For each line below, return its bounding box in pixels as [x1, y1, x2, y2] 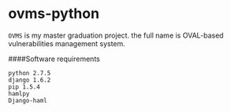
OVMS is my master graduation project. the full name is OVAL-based [8, 31, 224, 40]
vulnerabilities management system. [8, 38, 126, 48]
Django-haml [8, 96, 47, 104]
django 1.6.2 [8, 76, 51, 84]
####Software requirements [8, 54, 100, 63]
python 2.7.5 [8, 69, 51, 77]
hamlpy [8, 89, 30, 98]
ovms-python [8, 5, 100, 23]
